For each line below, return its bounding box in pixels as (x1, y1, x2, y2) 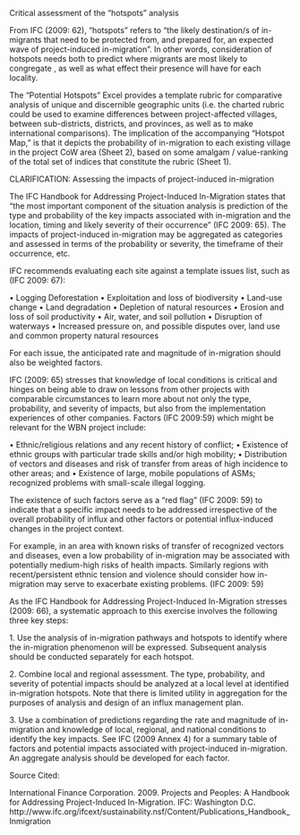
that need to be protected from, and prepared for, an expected (43, 35, 274, 45)
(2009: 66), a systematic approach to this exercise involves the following (9, 606, 278, 616)
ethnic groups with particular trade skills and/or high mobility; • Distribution (9, 449, 287, 459)
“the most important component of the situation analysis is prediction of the (9, 200, 288, 211)
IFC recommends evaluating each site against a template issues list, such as (9, 266, 290, 276)
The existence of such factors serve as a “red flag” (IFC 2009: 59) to (9, 495, 263, 505)
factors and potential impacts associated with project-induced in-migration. (9, 743, 288, 754)
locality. (9, 72, 39, 83)
